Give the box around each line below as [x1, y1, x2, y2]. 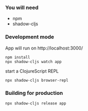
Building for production [5, 89, 63, 96]
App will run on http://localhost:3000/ [5, 45, 83, 51]
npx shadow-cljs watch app [5, 59, 62, 64]
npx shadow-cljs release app [5, 100, 66, 106]
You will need [5, 4, 39, 11]
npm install [5, 54, 30, 60]
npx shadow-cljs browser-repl [5, 78, 69, 83]
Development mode [5, 33, 54, 40]
